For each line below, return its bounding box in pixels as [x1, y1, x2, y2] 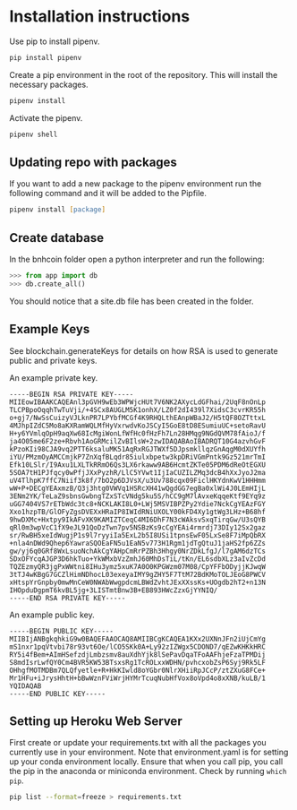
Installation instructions [9, 6, 191, 27]
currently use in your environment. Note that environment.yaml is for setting [9, 746, 289, 758]
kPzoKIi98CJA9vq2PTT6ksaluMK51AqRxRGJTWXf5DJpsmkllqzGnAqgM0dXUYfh [9, 444, 267, 453]
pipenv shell [9, 130, 58, 139]
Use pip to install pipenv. [9, 36, 100, 47]
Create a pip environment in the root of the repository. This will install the [9, 69, 278, 80]
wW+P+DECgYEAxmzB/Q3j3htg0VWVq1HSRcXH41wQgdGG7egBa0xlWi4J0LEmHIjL [9, 484, 267, 493]
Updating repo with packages [9, 154, 177, 169]
